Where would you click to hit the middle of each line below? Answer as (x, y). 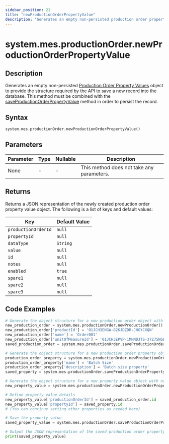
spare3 (16, 292)
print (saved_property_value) (36, 436)
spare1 (16, 278)
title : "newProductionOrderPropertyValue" (50, 15)
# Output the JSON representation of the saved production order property (85, 432)
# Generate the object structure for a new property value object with (82, 381)
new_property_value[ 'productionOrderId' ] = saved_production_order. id (81, 399)
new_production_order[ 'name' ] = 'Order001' (52, 335)
